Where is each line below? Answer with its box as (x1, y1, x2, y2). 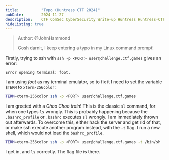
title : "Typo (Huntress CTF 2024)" (5, 7, 100, 13)
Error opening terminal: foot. (5, 70, 71, 75)
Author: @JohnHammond (17, 35, 70, 41)
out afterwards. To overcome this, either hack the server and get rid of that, (5, 119, 162, 125)
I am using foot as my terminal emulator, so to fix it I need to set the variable (5, 79, 162, 85)
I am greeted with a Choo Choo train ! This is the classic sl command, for (5, 103, 156, 109)
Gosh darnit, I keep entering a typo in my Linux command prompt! (17, 45, 154, 51)
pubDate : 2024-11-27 (5, 12, 64, 17)
